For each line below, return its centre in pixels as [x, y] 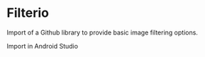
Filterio [28, 13]
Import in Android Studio [43, 46]
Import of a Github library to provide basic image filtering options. [102, 32]
